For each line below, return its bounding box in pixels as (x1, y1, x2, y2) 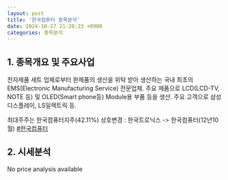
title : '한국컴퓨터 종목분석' (7, 16, 81, 23)
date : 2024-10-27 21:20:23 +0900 (7, 23, 103, 29)
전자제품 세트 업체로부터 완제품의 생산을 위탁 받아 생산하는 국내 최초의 (7, 76, 194, 84)
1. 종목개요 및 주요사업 (7, 56, 95, 68)
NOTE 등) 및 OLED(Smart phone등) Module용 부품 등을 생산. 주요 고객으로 (7, 93, 209, 101)
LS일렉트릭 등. (38, 101, 77, 110)
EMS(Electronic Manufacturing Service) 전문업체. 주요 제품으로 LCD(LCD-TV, (7, 84, 220, 92)
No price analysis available (7, 165, 83, 173)
